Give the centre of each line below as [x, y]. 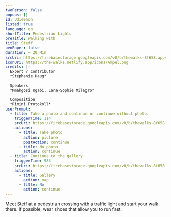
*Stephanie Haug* [28, 76]
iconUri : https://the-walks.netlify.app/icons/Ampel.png [67, 62]
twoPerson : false [24, 10]
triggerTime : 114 [33, 118]
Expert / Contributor [33, 72]
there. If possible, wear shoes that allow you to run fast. [64, 209]
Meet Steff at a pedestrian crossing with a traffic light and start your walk [82, 204]
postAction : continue [47, 142]
